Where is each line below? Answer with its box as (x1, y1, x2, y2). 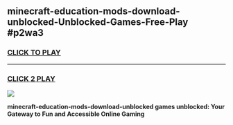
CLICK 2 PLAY (7, 74, 55, 84)
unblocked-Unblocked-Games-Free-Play (7, 17, 189, 28)
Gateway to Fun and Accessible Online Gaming (7, 110, 145, 118)
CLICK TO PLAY (7, 48, 61, 57)
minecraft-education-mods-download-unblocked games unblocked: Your (7, 102, 225, 110)
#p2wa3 (7, 27, 44, 39)
